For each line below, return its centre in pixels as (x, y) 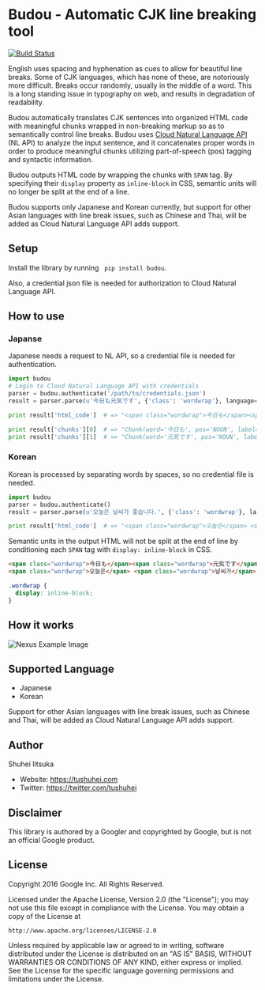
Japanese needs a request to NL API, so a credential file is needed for (122, 356)
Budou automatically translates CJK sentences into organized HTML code (128, 117)
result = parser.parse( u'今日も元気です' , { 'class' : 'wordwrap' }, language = (133, 401)
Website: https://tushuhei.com (69, 780)
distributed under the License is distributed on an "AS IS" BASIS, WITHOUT (130, 954)
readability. (26, 102)
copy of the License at (45, 916)
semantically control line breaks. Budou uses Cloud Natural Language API (128, 134)
